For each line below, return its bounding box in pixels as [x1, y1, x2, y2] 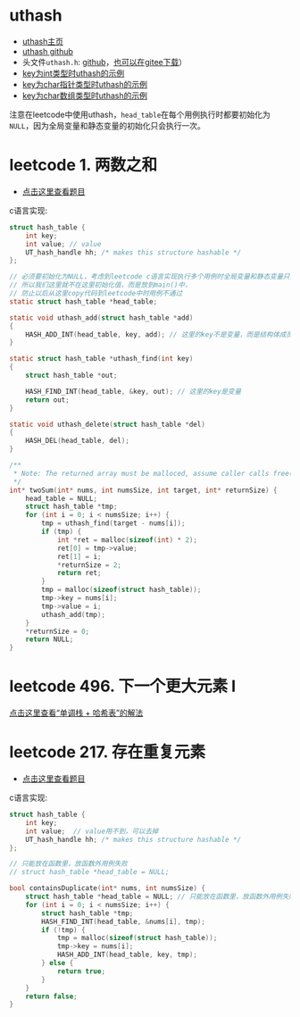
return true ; [56, 966, 105, 976]
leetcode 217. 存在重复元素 [9, 742, 206, 763]
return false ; [25, 992, 78, 1001]
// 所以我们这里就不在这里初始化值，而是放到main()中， [9, 280, 192, 290]
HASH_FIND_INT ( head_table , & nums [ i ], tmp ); [41, 917, 205, 926]
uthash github [21, 46, 74, 56]
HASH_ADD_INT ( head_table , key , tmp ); [56, 950, 198, 960]
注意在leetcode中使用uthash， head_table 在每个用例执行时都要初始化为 [9, 109, 271, 120]
